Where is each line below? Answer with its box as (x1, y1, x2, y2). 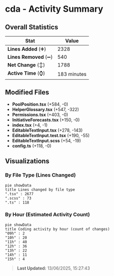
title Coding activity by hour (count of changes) (5, 227, 110, 231)
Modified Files (5, 88, 50, 96)
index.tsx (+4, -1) (12, 122, 48, 128)
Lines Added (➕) (7, 46, 46, 52)
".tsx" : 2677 (5, 191, 34, 196)
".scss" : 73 (5, 196, 32, 201)
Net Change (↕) (7, 62, 45, 68)
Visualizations (5, 157, 50, 165)
